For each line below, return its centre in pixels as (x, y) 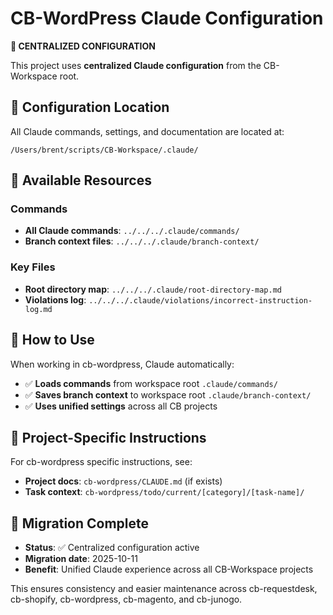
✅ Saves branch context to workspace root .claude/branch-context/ (168, 394)
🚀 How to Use (52, 340)
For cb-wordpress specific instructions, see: (101, 462)
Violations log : (55, 299)
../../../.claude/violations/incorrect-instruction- (200, 300)
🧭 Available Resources (81, 180)
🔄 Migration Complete (80, 523)
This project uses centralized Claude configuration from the (136, 65)
